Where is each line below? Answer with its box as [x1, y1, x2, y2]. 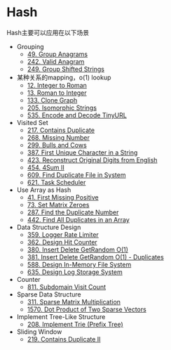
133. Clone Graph [27, 96, 78, 104]
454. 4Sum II [27, 163, 64, 171]
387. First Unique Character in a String [27, 148, 138, 157]
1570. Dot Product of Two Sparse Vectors [27, 305, 146, 313]
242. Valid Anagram [27, 57, 85, 65]
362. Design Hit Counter [27, 238, 97, 246]
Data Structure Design [16, 223, 81, 231]
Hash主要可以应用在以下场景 [6, 28, 89, 37]
